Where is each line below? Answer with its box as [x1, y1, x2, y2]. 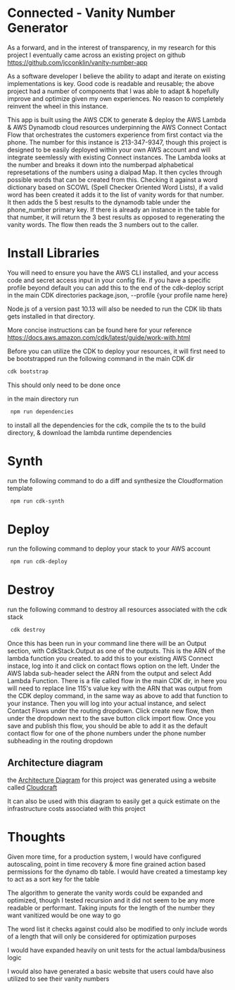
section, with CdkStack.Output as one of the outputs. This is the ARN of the [7, 647, 226, 655]
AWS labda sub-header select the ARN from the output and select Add [7, 669, 212, 678]
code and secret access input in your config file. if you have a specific [7, 276, 211, 284]
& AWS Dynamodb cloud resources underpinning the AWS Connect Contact [7, 123, 227, 131]
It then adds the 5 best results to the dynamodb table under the [7, 197, 191, 206]
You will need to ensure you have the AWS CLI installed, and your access [7, 268, 219, 276]
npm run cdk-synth [10, 497, 65, 505]
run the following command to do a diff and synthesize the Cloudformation [7, 476, 224, 484]
